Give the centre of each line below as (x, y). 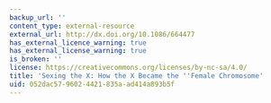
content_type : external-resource (72, 26)
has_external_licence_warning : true (78, 43)
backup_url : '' (38, 17)
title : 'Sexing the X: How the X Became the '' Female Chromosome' (136, 76)
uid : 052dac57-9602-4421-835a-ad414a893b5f (92, 84)
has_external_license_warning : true (78, 51)
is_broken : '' (36, 59)
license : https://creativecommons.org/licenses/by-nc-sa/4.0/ (128, 68)
